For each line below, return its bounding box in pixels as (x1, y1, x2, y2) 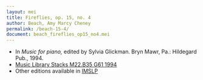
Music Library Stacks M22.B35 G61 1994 (15, 61, 117, 68)
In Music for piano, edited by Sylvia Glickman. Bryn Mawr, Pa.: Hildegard (15, 48, 197, 55)
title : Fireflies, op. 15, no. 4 (6, 15, 91, 21)
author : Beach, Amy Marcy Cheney (6, 20, 91, 26)
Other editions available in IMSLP (15, 67, 98, 75)
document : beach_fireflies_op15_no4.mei (6, 32, 111, 38)
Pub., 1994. (15, 55, 44, 62)
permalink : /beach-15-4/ (6, 25, 69, 32)
